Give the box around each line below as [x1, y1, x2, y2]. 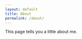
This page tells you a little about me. [5, 29, 78, 35]
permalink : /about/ [5, 16, 45, 20]
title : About [5, 11, 32, 16]
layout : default [5, 7, 38, 12]
